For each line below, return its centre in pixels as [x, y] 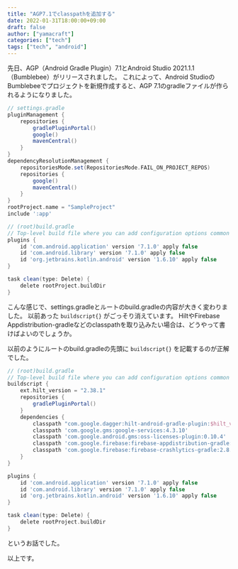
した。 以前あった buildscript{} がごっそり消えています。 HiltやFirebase [114, 315]
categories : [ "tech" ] [39, 40]
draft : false [27, 27]
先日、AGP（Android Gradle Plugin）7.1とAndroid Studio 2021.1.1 [101, 68]
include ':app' [30, 214]
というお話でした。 [35, 543]
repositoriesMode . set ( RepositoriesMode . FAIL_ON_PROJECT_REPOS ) [115, 168]
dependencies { [42, 417]
